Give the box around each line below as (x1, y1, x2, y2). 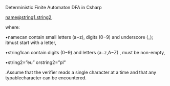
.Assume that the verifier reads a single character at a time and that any (5, 69, 157, 75)
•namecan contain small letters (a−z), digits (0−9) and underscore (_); (5, 34, 154, 40)
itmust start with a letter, (5, 39, 56, 46)
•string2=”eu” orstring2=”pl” (5, 59, 66, 66)
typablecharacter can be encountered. (5, 75, 87, 81)
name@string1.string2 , (5, 14, 53, 20)
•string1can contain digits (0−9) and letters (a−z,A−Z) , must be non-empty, (5, 50, 165, 55)
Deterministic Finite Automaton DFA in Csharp (5, 5, 102, 10)
